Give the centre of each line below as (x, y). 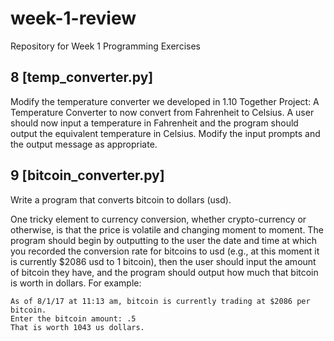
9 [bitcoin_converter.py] (87, 175)
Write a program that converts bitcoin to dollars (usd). (121, 199)
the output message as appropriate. (84, 144)
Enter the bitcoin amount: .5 (73, 318)
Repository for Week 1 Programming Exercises (105, 46)
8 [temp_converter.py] (82, 77)
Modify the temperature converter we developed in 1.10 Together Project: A (165, 101)
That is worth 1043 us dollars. (77, 327)
